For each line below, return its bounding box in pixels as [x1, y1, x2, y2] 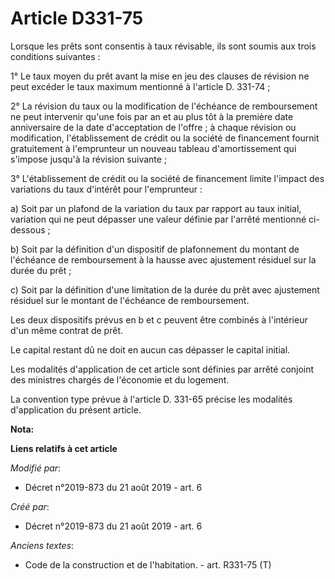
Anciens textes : [10, 539, 75, 551]
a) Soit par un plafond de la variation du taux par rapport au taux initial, [10, 202, 302, 214]
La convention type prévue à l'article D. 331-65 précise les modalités [10, 393, 293, 405]
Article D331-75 [10, 7, 144, 30]
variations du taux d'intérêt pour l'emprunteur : [10, 183, 203, 195]
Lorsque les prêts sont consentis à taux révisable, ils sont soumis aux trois [10, 40, 317, 52]
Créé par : [10, 500, 50, 512]
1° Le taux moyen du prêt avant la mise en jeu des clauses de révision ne [10, 70, 310, 82]
